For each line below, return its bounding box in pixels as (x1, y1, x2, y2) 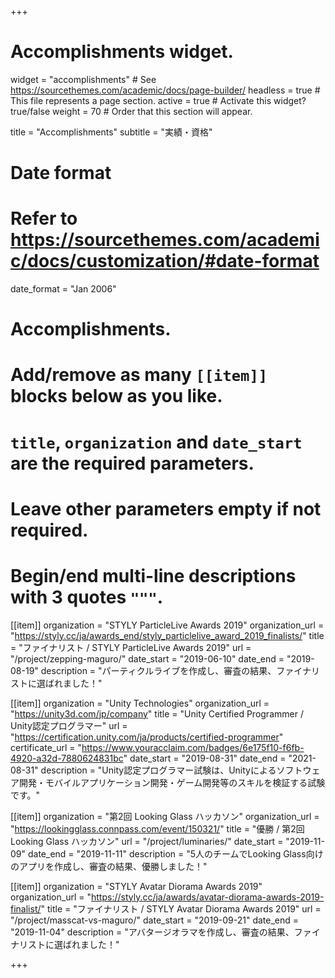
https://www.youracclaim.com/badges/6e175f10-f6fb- (81, 741, 305, 753)
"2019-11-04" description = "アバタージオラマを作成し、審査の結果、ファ (10, 926, 312, 938)
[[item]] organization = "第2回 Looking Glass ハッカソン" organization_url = (10, 810, 320, 822)
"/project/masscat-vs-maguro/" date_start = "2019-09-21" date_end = (10, 914, 300, 926)
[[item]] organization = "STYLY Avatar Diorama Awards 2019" (10, 880, 263, 892)
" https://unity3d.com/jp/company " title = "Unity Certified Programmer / (10, 707, 304, 720)
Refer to (10, 207, 78, 230)
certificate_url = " (10, 741, 82, 753)
